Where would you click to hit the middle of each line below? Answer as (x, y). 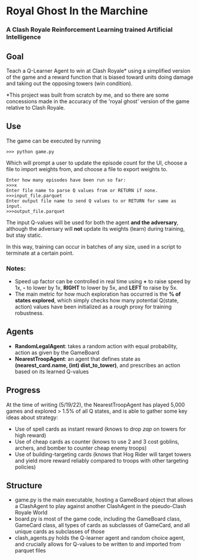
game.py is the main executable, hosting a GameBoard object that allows (104, 500)
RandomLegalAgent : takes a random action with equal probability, (96, 346)
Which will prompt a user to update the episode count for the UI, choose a (97, 163)
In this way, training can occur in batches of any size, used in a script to (94, 246)
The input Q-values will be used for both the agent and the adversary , (92, 222)
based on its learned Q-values (52, 372)
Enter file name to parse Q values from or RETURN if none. (82, 190)
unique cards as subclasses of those (60, 531)
